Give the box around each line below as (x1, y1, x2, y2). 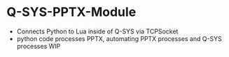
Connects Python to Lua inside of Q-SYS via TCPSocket (16, 27, 179, 35)
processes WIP (16, 42, 61, 50)
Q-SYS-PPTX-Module (6, 4, 137, 20)
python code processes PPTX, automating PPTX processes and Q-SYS (16, 34, 222, 42)
